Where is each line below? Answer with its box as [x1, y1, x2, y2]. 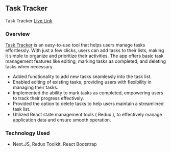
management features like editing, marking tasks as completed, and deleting [5, 58, 166, 64]
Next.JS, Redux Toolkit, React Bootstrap [12, 141, 97, 147]
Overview [5, 30, 30, 37]
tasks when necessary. [5, 64, 54, 70]
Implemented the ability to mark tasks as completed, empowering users [12, 90, 163, 96]
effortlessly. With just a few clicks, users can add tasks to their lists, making [5, 47, 164, 54]
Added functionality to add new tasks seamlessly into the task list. [12, 73, 152, 80]
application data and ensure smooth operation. [12, 117, 111, 123]
